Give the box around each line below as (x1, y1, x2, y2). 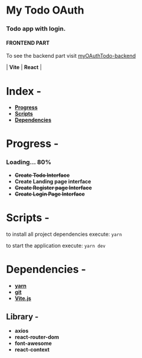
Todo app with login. (6, 25, 66, 33)
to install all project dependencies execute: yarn (6, 231, 123, 238)
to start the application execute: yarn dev (6, 242, 106, 249)
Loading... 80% (6, 158, 52, 166)
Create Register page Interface (14, 184, 93, 191)
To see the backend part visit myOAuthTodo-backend (6, 52, 136, 60)
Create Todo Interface (14, 172, 70, 179)
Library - (6, 312, 39, 321)
